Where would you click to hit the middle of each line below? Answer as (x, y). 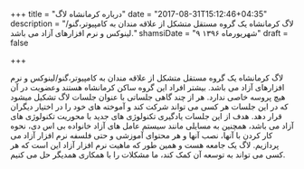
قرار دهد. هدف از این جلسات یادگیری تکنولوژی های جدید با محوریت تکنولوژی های (147, 116)
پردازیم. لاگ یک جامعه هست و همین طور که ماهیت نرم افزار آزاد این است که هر (145, 145)
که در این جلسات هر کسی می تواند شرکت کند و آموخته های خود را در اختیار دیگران (149, 107)
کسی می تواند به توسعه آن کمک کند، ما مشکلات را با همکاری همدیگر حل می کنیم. (148, 155)
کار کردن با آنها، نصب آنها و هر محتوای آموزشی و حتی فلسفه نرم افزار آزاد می (142, 135)
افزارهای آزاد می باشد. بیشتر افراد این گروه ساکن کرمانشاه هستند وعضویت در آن (147, 87)
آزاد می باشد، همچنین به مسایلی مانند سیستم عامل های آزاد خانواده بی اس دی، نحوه (152, 126)
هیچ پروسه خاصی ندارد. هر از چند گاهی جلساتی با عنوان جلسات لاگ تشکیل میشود (148, 97)
